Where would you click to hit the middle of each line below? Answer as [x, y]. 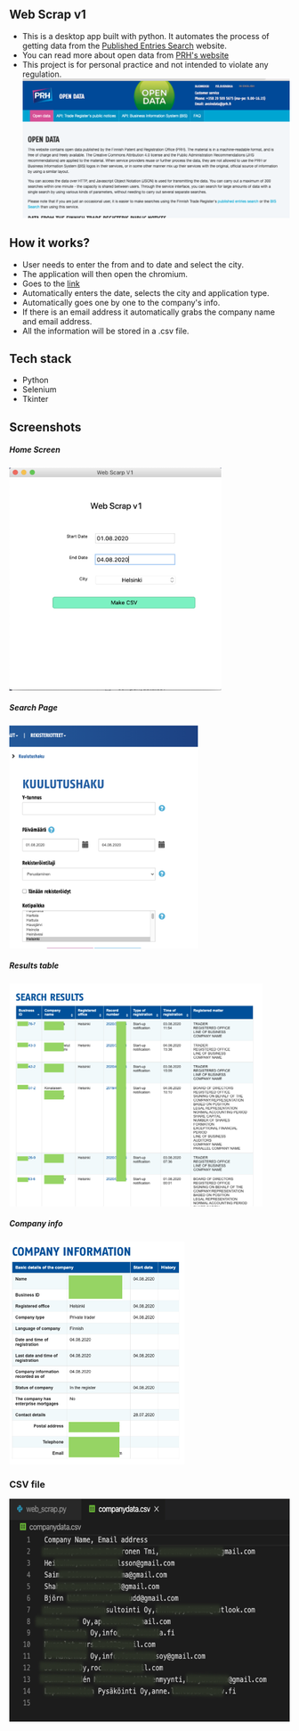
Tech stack [40, 359]
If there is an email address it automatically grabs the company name [149, 312]
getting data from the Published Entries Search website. [124, 45]
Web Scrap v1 [48, 15]
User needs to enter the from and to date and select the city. [133, 264]
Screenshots [45, 427]
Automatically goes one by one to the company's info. [121, 302]
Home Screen [35, 450]
